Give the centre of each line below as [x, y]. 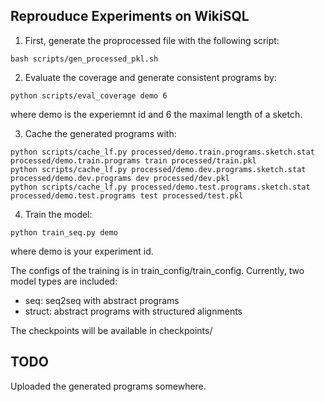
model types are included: [64, 281]
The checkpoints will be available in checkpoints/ [111, 330]
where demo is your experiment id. [82, 251]
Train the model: [58, 214]
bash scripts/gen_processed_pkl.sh [84, 59]
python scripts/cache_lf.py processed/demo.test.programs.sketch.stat [160, 187]
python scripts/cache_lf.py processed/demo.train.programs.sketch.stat [162, 152]
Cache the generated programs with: [100, 133]
